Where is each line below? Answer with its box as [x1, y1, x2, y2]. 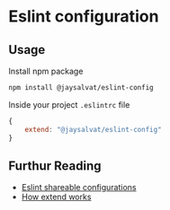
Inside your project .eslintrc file [8, 99, 130, 109]
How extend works [21, 191, 92, 203]
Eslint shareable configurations [21, 182, 137, 193]
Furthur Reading [8, 158, 102, 173]
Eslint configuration [8, 6, 159, 27]
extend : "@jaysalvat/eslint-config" [24, 125, 163, 134]
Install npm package [8, 66, 84, 76]
